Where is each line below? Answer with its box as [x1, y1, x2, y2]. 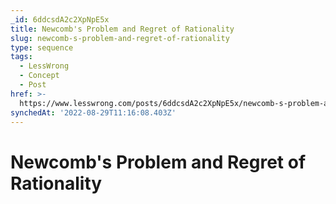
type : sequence [10, 42, 74, 53]
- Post [19, 80, 47, 90]
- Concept [19, 71, 60, 81]
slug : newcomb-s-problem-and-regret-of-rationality [10, 33, 230, 43]
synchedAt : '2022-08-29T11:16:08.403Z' [10, 107, 177, 118]
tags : [10, 52, 33, 62]
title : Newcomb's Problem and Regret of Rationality [10, 24, 235, 34]
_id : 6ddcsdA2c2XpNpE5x [10, 14, 110, 25]
